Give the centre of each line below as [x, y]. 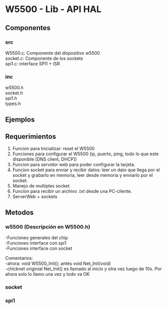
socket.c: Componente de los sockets [44, 58]
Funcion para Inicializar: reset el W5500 [53, 149]
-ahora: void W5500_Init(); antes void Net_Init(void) [58, 264]
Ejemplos [20, 119]
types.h [13, 104]
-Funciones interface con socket [39, 248]
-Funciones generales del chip [37, 238]
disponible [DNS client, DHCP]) [45, 159]
